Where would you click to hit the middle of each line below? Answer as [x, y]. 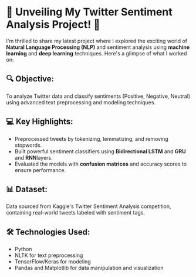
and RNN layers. [33, 157]
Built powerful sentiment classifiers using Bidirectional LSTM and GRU [100, 151]
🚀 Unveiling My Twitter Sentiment [89, 12]
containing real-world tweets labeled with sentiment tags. [76, 213]
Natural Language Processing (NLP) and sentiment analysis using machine [98, 47]
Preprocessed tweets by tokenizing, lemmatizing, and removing [91, 138]
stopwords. [28, 145]
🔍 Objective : [30, 79]
